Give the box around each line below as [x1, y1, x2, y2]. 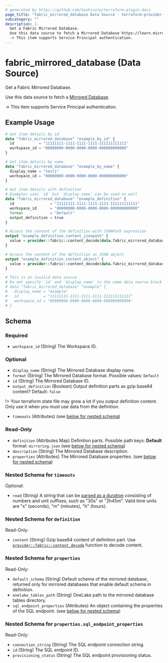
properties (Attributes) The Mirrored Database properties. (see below [12, 453, 156, 460]
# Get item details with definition [5, 187, 81, 192]
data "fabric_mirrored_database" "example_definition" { [5, 196, 126, 201]
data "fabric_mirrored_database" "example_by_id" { [5, 136, 115, 141]
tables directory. [12, 597, 46, 603]
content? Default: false [12, 389, 61, 395]
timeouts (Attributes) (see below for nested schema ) [12, 413, 121, 419]
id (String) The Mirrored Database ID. [12, 378, 90, 384]
